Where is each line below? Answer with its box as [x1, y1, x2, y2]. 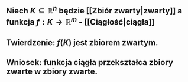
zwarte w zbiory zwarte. [6, 67, 98, 77]
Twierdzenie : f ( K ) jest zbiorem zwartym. [6, 37, 158, 47]
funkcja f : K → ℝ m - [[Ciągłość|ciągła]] [6, 15, 155, 28]
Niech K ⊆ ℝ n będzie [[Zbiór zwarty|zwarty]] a [6, 4, 182, 16]
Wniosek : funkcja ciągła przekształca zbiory [6, 57, 173, 67]
